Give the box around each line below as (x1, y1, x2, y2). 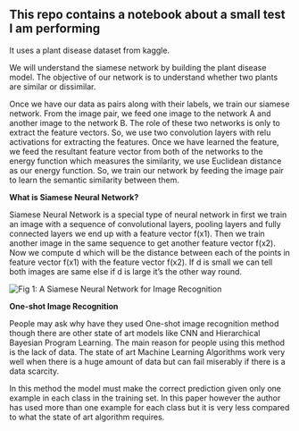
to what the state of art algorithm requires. (9, 411, 165, 422)
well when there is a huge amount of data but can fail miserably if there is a (9, 356, 286, 367)
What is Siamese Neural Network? (9, 191, 139, 202)
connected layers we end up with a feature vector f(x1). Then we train (9, 228, 265, 239)
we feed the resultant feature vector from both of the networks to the (9, 146, 263, 156)
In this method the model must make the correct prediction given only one (9, 383, 282, 393)
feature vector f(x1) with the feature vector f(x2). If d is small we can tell (9, 257, 273, 267)
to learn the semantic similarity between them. (9, 174, 180, 185)
